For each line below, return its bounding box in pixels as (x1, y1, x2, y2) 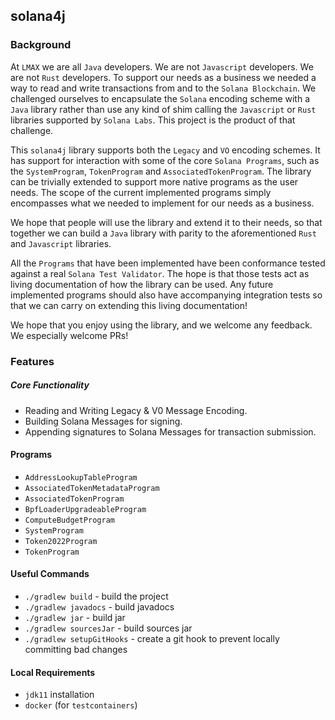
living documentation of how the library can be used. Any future (10, 278, 274, 290)
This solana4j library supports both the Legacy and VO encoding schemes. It (10, 144, 321, 156)
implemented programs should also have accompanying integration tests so (10, 289, 323, 301)
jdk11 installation (24, 689, 95, 701)
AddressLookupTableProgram (24, 472, 138, 483)
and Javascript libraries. (10, 237, 112, 249)
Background (10, 38, 72, 52)
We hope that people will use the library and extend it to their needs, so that (10, 216, 323, 228)
